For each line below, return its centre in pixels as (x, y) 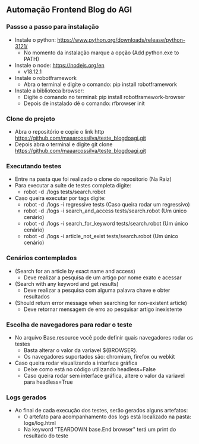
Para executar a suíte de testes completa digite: (73, 186)
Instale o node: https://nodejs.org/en (60, 65)
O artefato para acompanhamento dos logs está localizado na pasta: (108, 417)
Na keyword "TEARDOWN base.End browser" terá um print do (100, 430)
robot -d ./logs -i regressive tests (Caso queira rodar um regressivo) (107, 205)
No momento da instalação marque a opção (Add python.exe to (101, 53)
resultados (37, 296)
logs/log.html (40, 423)
